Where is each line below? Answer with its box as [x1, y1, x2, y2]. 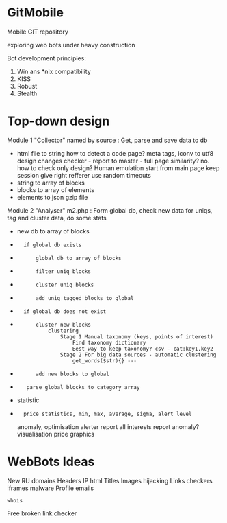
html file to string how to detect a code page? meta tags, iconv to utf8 [16, 149, 214, 157]
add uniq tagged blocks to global [35, 294, 134, 301]
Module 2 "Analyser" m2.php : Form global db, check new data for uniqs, [7, 206, 213, 214]
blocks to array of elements [16, 185, 94, 194]
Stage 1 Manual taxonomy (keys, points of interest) [60, 333, 213, 340]
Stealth [16, 89, 38, 97]
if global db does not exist [23, 307, 107, 315]
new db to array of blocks [16, 226, 90, 235]
